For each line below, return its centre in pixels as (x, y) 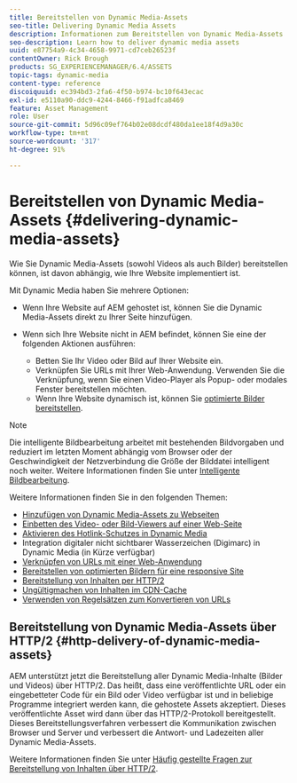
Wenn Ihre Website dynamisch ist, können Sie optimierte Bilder (150, 398)
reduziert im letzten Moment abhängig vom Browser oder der (121, 451)
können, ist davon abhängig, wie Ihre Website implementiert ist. (125, 273)
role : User (29, 116)
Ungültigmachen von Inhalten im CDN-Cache (105, 589)
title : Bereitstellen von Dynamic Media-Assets (99, 17)
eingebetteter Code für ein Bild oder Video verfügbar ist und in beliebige (141, 695)
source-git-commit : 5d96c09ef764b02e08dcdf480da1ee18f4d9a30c (126, 125)
